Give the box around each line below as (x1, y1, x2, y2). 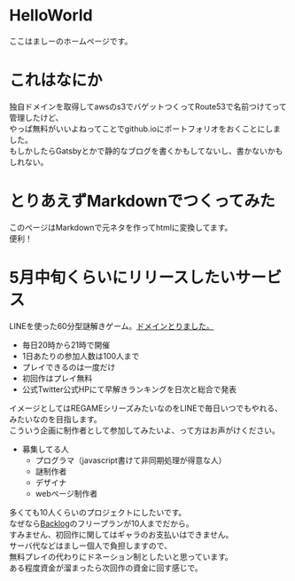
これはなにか (9, 70, 104, 90)
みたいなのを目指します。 (9, 413, 102, 424)
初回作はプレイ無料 (21, 373, 93, 383)
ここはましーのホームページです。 (9, 35, 133, 46)
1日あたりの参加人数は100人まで (21, 350, 140, 361)
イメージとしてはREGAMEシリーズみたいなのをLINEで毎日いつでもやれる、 (9, 403, 283, 413)
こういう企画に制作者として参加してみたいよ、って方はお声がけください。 (9, 425, 281, 436)
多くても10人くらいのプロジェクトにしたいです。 (9, 506, 187, 517)
